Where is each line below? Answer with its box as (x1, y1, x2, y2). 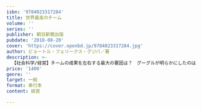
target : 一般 (6, 77, 38, 83)
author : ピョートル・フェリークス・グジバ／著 (6, 49, 110, 55)
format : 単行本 (6, 83, 42, 89)
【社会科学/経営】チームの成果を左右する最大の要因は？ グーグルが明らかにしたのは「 (12, 60, 201, 66)
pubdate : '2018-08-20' (6, 37, 64, 43)
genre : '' (6, 71, 32, 77)
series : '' (6, 26, 34, 32)
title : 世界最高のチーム (6, 15, 62, 21)
